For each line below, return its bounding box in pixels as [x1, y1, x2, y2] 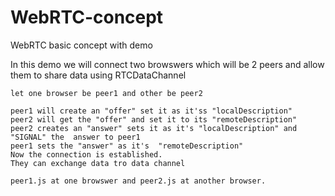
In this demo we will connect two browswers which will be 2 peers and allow [10, 58, 325, 70]
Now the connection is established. [10, 149, 163, 160]
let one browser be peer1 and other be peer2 [10, 88, 203, 98]
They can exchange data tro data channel [10, 158, 186, 168]
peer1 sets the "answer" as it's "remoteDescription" [10, 141, 244, 151]
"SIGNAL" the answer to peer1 [10, 132, 141, 142]
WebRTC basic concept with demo [10, 39, 153, 51]
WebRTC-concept [10, 6, 164, 29]
